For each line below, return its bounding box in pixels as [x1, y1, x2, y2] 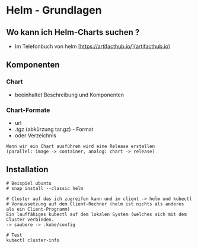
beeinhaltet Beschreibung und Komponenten [14, 91, 124, 98]
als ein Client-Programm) [6, 206, 70, 212]
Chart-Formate [6, 106, 50, 114]
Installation [6, 165, 49, 175]
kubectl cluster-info [6, 237, 60, 243]
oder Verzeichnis [14, 131, 56, 139]
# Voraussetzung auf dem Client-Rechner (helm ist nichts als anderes [6, 201, 184, 207]
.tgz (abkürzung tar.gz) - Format [14, 125, 94, 133]
